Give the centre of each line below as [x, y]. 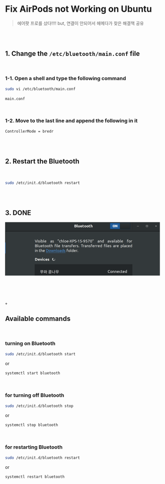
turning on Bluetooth [30, 343]
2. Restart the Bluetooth [42, 161]
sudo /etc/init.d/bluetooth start [41, 354]
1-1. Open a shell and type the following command [66, 78]
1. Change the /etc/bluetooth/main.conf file [72, 54]
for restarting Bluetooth [34, 447]
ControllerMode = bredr [29, 132]
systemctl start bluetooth [33, 373]
